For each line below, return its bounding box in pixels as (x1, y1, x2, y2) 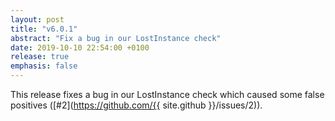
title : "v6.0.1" (10, 24, 78, 34)
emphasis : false (10, 61, 78, 71)
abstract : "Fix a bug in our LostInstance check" (10, 33, 222, 43)
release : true (10, 52, 70, 62)
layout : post (10, 14, 65, 25)
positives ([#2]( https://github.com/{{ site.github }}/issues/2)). (10, 99, 263, 111)
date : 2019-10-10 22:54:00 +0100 (10, 42, 150, 53)
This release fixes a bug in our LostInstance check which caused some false (10, 89, 325, 100)
